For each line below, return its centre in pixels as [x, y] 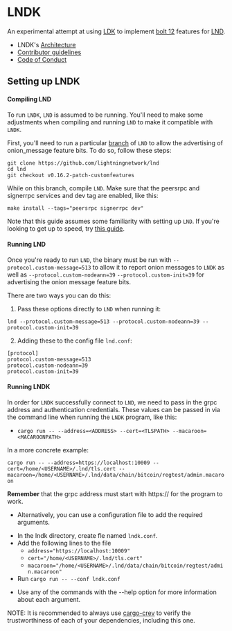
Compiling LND [29, 99]
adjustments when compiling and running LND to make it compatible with [110, 122]
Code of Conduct [42, 59]
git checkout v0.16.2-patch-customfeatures [71, 175]
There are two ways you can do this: [59, 295]
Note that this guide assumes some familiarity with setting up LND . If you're [113, 221]
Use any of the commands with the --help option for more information [117, 592]
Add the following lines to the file [64, 543]
